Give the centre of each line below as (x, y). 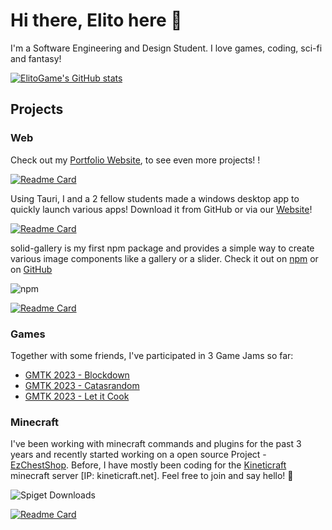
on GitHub (31, 269)
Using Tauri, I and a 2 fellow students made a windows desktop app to (155, 198)
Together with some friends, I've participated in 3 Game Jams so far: (152, 355)
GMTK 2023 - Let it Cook (77, 396)
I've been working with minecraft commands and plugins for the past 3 (156, 444)
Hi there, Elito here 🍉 (96, 20)
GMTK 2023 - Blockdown (77, 375)
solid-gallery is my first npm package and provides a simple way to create (162, 248)
